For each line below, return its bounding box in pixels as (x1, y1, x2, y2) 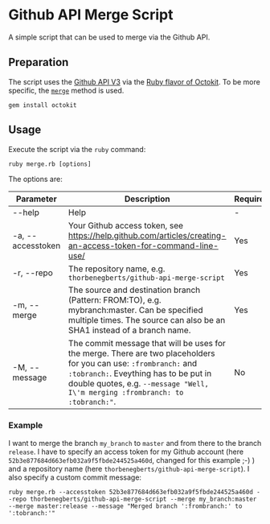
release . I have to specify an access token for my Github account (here (8, 447, 243, 456)
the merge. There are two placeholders (67, 348, 215, 359)
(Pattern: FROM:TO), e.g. (67, 294, 162, 305)
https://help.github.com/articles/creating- (67, 229, 227, 241)
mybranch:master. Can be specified (67, 304, 203, 316)
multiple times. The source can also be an (67, 314, 226, 325)
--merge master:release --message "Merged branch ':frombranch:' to (8, 501, 243, 510)
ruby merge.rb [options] (8, 159, 92, 168)
